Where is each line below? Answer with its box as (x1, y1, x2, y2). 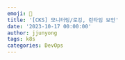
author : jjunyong (7, 29, 58, 37)
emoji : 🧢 (7, 10, 33, 17)
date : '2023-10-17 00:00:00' (7, 23, 92, 30)
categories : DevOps (7, 42, 64, 49)
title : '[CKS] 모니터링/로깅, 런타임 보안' (7, 17, 119, 23)
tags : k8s (7, 36, 36, 43)
